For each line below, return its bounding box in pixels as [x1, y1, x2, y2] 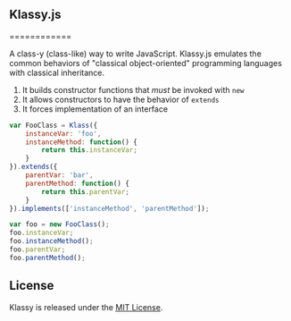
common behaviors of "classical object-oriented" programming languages [9, 57, 283, 68]
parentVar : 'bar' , [25, 171, 94, 180]
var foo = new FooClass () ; [9, 220, 110, 229]
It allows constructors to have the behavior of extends [21, 94, 220, 105]
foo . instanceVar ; [9, 228, 74, 238]
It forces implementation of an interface [21, 103, 168, 114]
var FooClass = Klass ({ [9, 121, 98, 130]
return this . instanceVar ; [41, 146, 138, 155]
